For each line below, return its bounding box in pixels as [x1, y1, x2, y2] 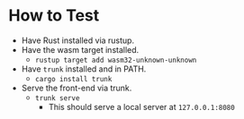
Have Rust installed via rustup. [21, 35, 135, 46]
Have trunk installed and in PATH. [21, 64, 147, 74]
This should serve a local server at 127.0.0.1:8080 [48, 101, 235, 112]
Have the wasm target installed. [21, 44, 140, 55]
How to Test [8, 5, 100, 26]
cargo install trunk [34, 74, 113, 83]
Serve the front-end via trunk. [21, 82, 132, 93]
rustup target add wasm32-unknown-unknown [34, 55, 197, 64]
